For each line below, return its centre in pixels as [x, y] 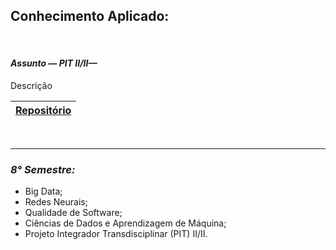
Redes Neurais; [56, 202]
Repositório [43, 111]
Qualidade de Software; [73, 213]
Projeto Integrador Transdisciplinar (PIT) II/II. [116, 234]
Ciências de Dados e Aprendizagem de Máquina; [125, 223]
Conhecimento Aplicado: [90, 16]
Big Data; [43, 191]
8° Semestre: [43, 169]
